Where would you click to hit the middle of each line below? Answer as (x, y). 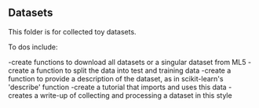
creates (20, 95)
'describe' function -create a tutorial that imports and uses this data (117, 87)
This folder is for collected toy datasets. (72, 31)
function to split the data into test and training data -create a (134, 70)
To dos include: (33, 47)
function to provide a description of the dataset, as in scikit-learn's (116, 78)
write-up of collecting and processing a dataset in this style (136, 95)
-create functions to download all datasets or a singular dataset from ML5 (127, 62)
